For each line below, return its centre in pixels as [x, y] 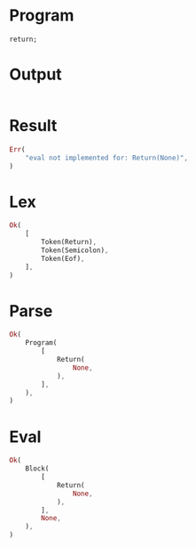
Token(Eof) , [63, 258]
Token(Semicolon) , [75, 250]
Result [33, 126]
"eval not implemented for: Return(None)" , [107, 158]
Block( [37, 469]
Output [35, 74]
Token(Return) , [69, 242]
